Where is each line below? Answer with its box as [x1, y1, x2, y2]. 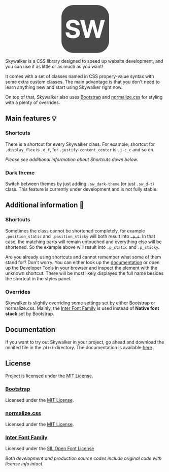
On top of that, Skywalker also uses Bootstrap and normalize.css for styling [5, 94, 163, 100]
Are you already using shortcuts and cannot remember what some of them [5, 254, 161, 260]
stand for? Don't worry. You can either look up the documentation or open [5, 259, 160, 265]
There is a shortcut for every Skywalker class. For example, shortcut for [5, 141, 155, 147]
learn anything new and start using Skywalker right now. [5, 84, 123, 90]
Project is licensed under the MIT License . [5, 373, 93, 379]
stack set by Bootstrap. [5, 310, 54, 317]
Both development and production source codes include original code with [5, 455, 162, 461]
